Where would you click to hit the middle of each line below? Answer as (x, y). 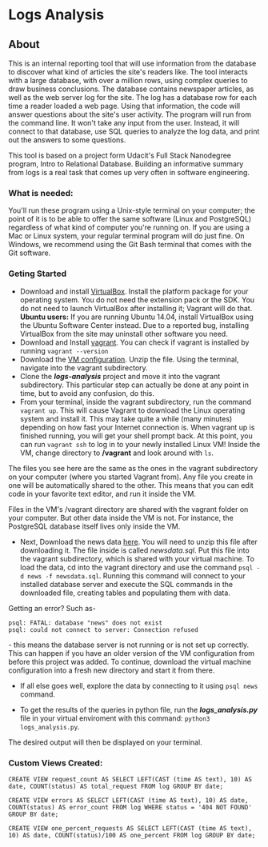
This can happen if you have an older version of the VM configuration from (131, 653)
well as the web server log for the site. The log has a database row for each (133, 97)
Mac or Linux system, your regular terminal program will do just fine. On (127, 236)
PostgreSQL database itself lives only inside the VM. (94, 526)
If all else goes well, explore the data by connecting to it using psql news (139, 685)
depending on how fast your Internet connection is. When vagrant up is (137, 427)
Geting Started (37, 274)
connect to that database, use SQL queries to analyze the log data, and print (134, 131)
